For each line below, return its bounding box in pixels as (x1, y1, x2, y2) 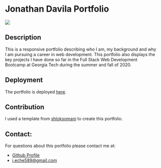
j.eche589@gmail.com (12, 157, 57, 164)
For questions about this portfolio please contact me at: (5, 143, 115, 149)
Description (5, 33, 41, 42)
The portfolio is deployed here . (5, 89, 66, 94)
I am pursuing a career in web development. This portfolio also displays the (5, 51, 155, 57)
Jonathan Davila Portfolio (5, 3, 109, 15)
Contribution (5, 103, 45, 111)
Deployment (5, 76, 43, 84)
